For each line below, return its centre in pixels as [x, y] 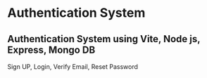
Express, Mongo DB [51, 50]
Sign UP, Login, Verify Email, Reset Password [73, 67]
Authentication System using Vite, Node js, [104, 39]
